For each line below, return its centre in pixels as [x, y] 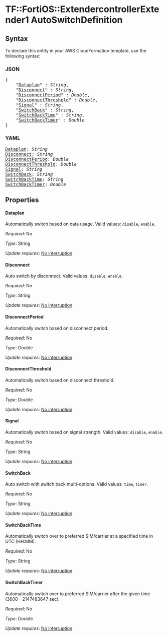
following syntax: [23, 56]
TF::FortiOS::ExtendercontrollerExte [82, 9]
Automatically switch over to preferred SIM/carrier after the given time [78, 594]
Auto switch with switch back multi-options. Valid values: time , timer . [77, 484]
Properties [22, 200]
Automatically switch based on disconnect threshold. [60, 380]
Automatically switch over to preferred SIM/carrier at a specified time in [79, 536]
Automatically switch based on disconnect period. [57, 328]
